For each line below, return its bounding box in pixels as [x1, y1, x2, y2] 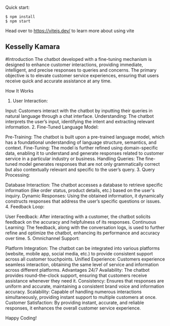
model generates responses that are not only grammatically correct [18, 161, 160, 167]
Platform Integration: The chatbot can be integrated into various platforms [5, 245, 160, 251]
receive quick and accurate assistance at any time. [5, 78, 112, 84]
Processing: [5, 171, 31, 178]
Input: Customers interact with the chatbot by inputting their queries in [5, 107, 153, 114]
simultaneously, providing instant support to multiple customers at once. [5, 294, 157, 300]
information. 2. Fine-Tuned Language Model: [5, 124, 99, 130]
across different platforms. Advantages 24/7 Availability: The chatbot [5, 267, 150, 273]
